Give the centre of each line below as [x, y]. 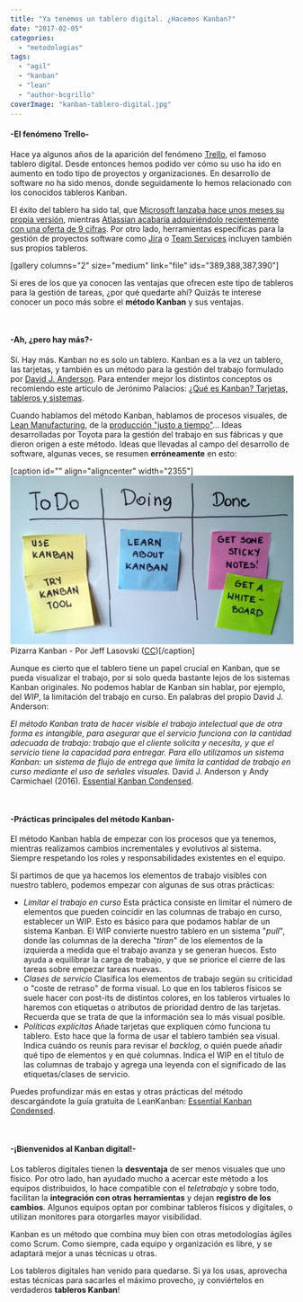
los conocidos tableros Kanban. [69, 192]
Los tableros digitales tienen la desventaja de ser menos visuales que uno [148, 1169]
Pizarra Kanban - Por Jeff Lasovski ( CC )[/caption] [103, 651]
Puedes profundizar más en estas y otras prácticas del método [127, 1092]
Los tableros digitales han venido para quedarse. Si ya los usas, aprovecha [149, 1271]
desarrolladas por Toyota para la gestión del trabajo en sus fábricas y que [147, 434]
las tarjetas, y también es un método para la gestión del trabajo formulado [147, 369]
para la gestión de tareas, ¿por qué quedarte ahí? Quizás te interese [136, 292]
